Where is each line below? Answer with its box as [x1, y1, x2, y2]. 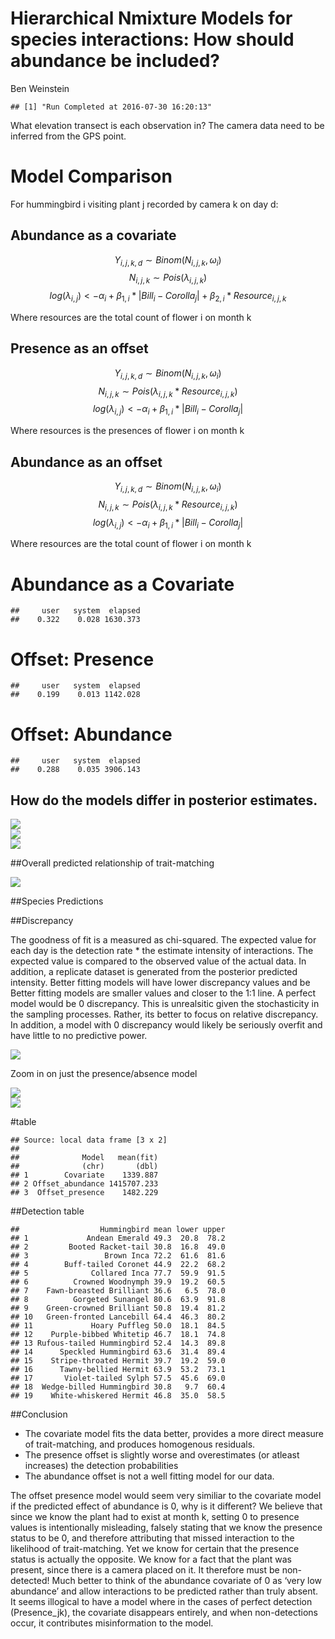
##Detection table [10, 1205, 85, 1217]
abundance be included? [10, 50, 221, 72]
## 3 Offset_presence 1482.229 [10, 1188, 159, 1198]
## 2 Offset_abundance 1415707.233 [10, 1179, 159, 1189]
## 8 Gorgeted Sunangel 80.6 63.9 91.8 [10, 1295, 226, 1305]
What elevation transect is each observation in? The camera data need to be [10, 119, 325, 131]
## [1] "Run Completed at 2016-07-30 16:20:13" [10, 102, 213, 112]
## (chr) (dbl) [10, 1162, 159, 1172]
